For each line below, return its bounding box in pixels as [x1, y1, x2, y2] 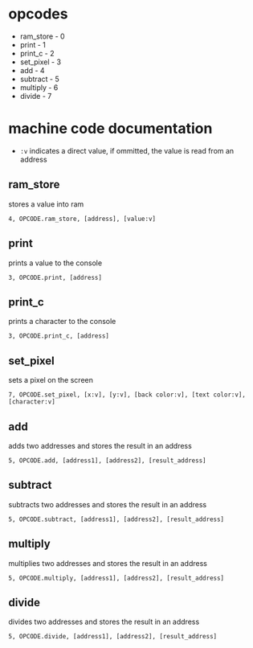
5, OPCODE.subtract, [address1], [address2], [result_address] [8, 515, 225, 523]
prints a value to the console [8, 258, 103, 268]
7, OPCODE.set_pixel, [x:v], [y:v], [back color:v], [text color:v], [8, 391, 247, 399]
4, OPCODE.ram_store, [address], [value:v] [8, 215, 157, 223]
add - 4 [19, 65, 46, 75]
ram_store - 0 [19, 31, 66, 41]
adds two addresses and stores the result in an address [8, 441, 193, 450]
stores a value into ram [8, 199, 84, 209]
